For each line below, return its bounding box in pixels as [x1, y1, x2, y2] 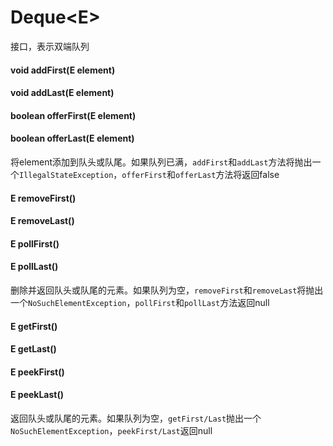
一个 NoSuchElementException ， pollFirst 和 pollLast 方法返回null [10, 296, 270, 308]
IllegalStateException [19, 170, 114, 180]
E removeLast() [10, 215, 75, 227]
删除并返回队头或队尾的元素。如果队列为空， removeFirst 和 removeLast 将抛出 [10, 284, 324, 296]
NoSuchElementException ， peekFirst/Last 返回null [10, 424, 213, 436]
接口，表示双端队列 [10, 40, 90, 52]
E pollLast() [10, 261, 59, 273]
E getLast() [10, 343, 57, 355]
